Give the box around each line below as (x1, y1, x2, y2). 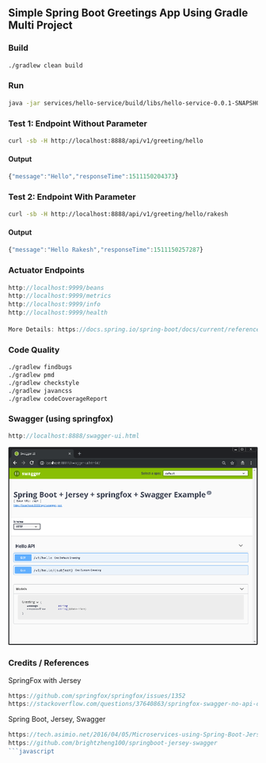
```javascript (8, 748, 55, 756)
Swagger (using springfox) (8, 414, 114, 424)
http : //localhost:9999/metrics (8, 292, 112, 300)
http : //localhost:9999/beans (8, 284, 104, 292)
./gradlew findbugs (8, 364, 73, 372)
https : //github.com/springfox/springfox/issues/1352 (8, 692, 186, 700)
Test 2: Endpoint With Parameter (8, 191, 136, 202)
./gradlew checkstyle (8, 380, 80, 387)
